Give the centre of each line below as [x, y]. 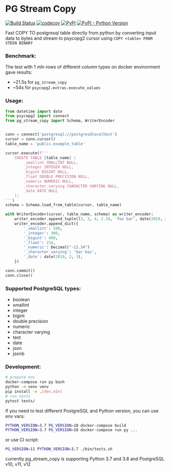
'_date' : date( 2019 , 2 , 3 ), [53, 257]
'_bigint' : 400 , [41, 238]
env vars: [15, 416]
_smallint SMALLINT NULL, [51, 163]
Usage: [15, 101]
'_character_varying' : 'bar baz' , [60, 252]
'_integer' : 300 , [42, 233]
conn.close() [19, 275]
